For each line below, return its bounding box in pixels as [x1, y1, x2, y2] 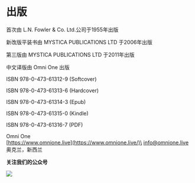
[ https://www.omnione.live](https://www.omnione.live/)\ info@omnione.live [6, 139, 189, 146]
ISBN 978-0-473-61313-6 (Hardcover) [6, 87, 99, 94]
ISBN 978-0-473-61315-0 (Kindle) [6, 110, 89, 117]
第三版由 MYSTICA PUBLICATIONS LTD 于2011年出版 [6, 51, 135, 58]
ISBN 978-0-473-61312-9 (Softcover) [6, 75, 97, 83]
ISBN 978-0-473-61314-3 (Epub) [6, 98, 86, 105]
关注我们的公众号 [6, 158, 48, 165]
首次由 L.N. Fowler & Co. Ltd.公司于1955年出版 [6, 26, 119, 33]
